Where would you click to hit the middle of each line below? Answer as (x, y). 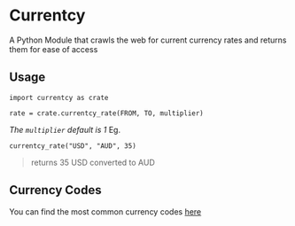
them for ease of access (54, 49)
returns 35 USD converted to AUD (93, 162)
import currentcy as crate (59, 97)
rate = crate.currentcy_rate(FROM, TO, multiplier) (106, 113)
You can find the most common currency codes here (105, 211)
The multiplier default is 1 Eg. (65, 129)
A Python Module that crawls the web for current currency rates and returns (148, 40)
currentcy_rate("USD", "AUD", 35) (73, 146)
